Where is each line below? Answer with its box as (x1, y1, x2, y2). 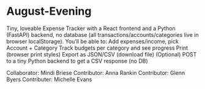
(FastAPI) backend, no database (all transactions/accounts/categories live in (6, 31, 199, 38)
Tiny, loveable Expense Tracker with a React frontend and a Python (6, 25, 176, 32)
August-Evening (6, 4, 92, 18)
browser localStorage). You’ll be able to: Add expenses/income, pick (6, 37, 179, 45)
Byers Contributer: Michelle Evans (6, 75, 92, 83)
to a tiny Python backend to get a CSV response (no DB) (6, 57, 148, 64)
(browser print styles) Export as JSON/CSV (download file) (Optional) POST (6, 50, 197, 58)
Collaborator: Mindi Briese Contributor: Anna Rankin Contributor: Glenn (6, 69, 185, 76)
